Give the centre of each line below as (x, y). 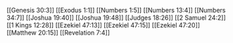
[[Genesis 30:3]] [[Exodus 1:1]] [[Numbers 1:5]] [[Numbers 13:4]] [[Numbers (116, 10)
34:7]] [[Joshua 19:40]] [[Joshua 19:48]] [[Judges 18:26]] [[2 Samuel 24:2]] (116, 18)
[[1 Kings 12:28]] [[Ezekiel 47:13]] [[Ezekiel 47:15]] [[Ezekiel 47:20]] (103, 25)
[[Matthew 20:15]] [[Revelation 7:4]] (58, 32)
